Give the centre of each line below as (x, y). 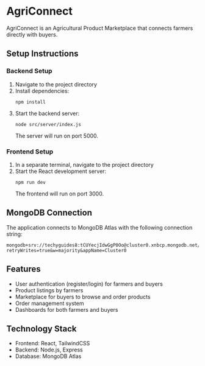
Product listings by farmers (49, 290)
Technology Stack (41, 329)
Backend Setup (30, 71)
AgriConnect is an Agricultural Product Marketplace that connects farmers (100, 28)
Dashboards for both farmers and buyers (67, 309)
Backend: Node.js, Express (49, 350)
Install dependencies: (42, 91)
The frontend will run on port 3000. (59, 194)
